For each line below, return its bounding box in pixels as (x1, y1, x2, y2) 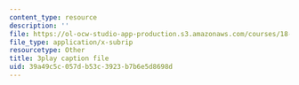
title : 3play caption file (9, 54, 109, 63)
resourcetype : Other (9, 46, 86, 55)
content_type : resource (9, 12, 98, 22)
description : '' (9, 21, 69, 30)
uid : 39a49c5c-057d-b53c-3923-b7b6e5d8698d (9, 63, 174, 72)
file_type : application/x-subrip (9, 37, 133, 47)
